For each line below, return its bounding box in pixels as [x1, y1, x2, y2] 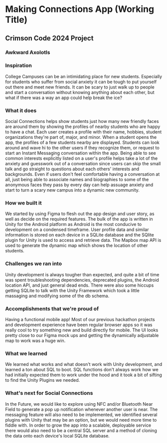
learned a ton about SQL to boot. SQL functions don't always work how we [5, 367, 159, 373]
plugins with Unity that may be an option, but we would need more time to [5, 417, 157, 423]
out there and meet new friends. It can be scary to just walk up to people [5, 84, 155, 90]
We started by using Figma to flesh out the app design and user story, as [5, 211, 155, 217]
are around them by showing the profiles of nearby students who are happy [5, 123, 161, 130]
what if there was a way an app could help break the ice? [5, 95, 123, 101]
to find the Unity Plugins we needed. [5, 377, 80, 383]
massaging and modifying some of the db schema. [5, 293, 110, 299]
